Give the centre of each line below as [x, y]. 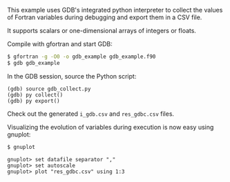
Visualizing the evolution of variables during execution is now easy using [111, 127]
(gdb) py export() [33, 101]
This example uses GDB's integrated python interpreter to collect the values [115, 10]
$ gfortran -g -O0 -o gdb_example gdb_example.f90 [82, 57]
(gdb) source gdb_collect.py [49, 89]
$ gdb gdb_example [33, 63]
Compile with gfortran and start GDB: [60, 44]
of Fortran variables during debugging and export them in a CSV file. [105, 17]
